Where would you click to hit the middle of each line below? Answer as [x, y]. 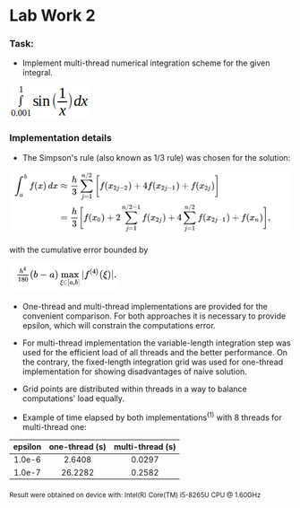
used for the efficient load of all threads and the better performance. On [155, 352]
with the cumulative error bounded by [79, 250]
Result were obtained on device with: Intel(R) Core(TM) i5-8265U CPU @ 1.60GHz [135, 495]
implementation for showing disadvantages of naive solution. [135, 371]
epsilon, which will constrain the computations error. [119, 325]
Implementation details [60, 138]
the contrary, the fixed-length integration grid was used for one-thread [153, 362]
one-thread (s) [77, 447]
